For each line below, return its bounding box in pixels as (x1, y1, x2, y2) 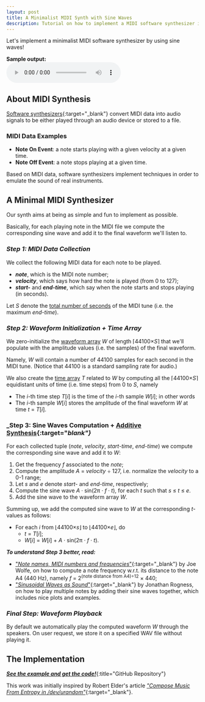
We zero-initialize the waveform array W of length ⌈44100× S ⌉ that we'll (6, 337, 184, 345)
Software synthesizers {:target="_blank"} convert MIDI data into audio (6, 110, 181, 118)
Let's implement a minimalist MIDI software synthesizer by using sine (6, 37, 180, 45)
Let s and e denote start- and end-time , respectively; (15, 480, 148, 488)
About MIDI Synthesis (6, 94, 92, 104)
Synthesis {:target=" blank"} (6, 428, 92, 437)
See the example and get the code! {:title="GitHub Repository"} (6, 670, 167, 677)
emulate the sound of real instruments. (6, 177, 104, 184)
